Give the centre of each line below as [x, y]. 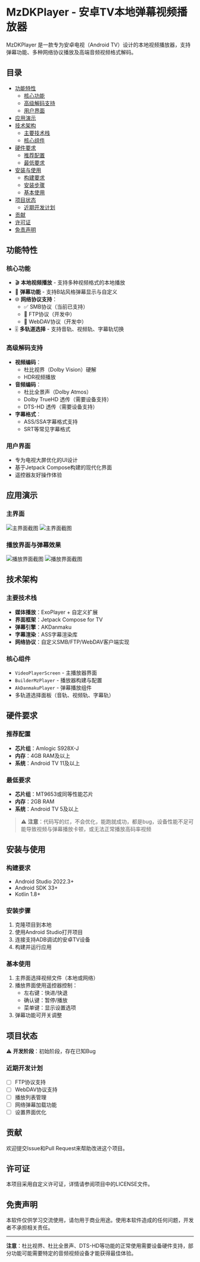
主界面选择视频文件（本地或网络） [57, 978]
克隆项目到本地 [33, 924]
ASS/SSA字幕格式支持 [51, 421]
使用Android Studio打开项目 [49, 932]
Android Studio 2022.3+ [44, 881]
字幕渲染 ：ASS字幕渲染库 [46, 634]
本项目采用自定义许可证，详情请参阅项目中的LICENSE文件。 [80, 1184]
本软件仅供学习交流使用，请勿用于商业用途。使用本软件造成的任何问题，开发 [100, 1220]
